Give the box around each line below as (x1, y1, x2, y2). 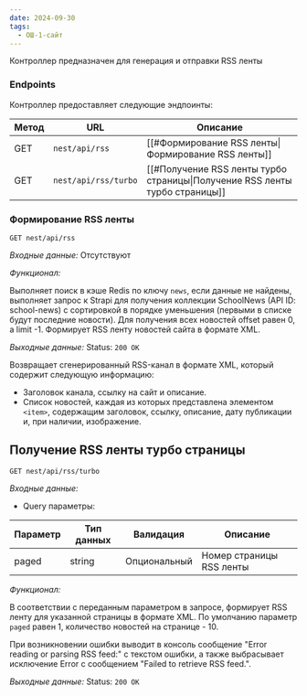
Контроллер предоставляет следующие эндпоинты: (9, 99, 213, 110)
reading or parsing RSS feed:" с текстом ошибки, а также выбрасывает (9, 648, 285, 659)
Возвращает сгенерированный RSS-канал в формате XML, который (9, 359, 274, 370)
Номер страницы (201, 549, 279, 562)
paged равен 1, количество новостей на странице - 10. (9, 621, 219, 632)
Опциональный (124, 554, 194, 567)
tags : (9, 22, 30, 31)
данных (75, 533, 111, 546)
